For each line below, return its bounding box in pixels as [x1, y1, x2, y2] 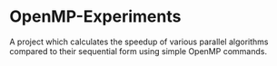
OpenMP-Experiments [9, 6, 182, 27]
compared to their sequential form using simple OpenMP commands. [9, 45, 268, 56]
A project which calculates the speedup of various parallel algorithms [9, 36, 269, 47]
